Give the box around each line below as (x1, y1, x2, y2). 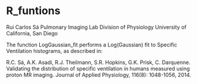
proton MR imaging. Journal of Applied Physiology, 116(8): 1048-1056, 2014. (6, 71, 192, 78)
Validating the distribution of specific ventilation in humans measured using (6, 65, 190, 72)
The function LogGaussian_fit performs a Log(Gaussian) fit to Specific (6, 41, 177, 48)
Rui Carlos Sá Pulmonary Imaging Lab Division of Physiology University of (6, 23, 187, 31)
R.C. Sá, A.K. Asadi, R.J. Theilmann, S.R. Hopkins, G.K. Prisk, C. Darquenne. (6, 59, 191, 66)
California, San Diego (6, 29, 58, 36)
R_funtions (6, 4, 61, 18)
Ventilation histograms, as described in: (6, 47, 103, 54)
